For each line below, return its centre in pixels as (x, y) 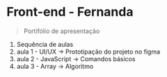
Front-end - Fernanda (70, 12)
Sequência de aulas (45, 44)
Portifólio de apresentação (62, 31)
